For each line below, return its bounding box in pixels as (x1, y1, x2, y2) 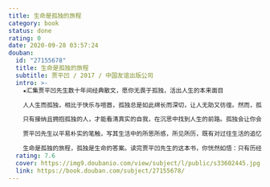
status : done (8, 26, 52, 35)
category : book (8, 19, 59, 27)
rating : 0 (8, 34, 42, 43)
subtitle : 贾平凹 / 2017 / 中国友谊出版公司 (15, 71, 154, 79)
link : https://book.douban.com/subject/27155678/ (15, 166, 185, 175)
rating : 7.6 (15, 152, 56, 160)
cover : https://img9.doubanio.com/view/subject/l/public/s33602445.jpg (15, 159, 261, 167)
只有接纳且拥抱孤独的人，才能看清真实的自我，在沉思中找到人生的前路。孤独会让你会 (22, 116, 263, 124)
